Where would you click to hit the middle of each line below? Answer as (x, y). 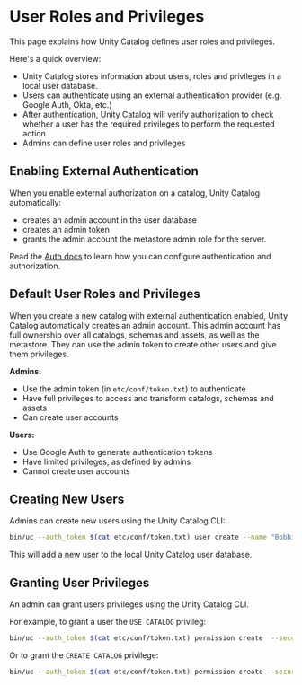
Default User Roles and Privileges (105, 294)
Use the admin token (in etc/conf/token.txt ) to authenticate (134, 389)
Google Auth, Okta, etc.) (67, 104)
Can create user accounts (70, 417)
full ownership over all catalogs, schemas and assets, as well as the (134, 335)
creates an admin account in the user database (110, 220)
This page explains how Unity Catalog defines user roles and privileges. (142, 41)
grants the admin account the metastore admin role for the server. (144, 239)
